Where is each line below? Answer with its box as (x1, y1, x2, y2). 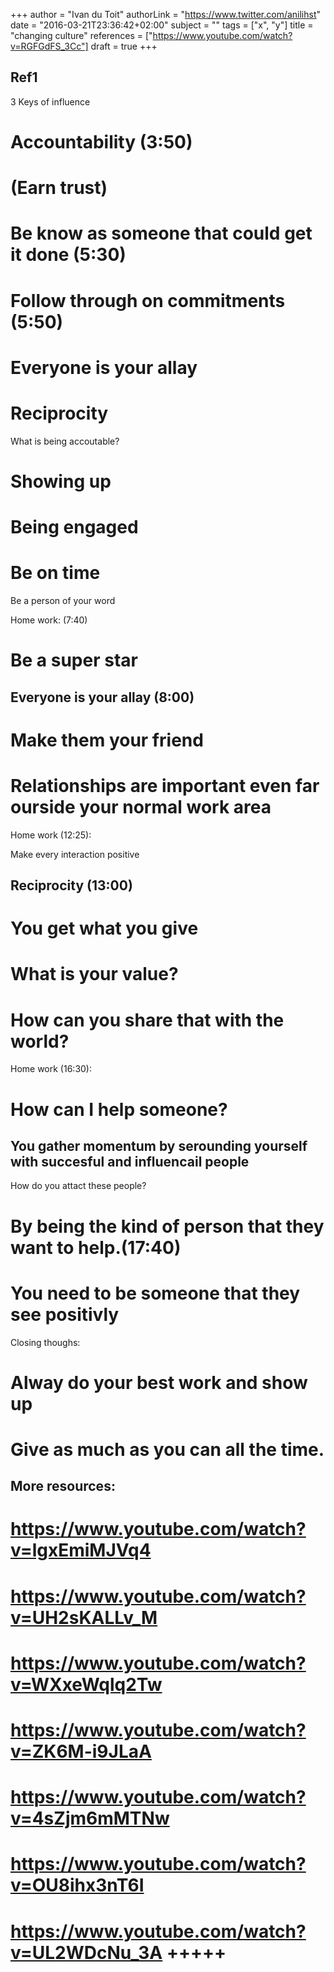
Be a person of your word (10, 595, 116, 606)
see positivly (10, 1303, 120, 1326)
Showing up (10, 470, 112, 493)
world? (10, 1030, 70, 1053)
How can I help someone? (10, 1098, 228, 1121)
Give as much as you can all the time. (10, 1438, 325, 1461)
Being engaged (10, 516, 139, 539)
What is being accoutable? (10, 435, 120, 447)
